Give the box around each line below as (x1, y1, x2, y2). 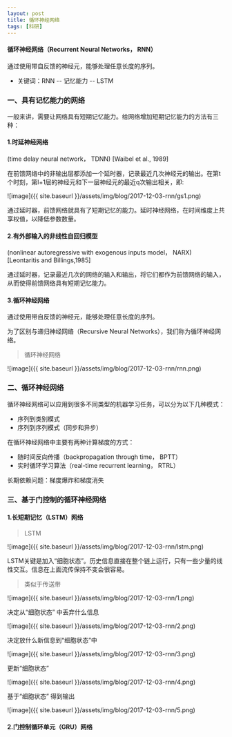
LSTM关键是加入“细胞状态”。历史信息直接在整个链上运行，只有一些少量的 (7, 556, 217, 564)
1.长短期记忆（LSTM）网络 (7, 513, 84, 522)
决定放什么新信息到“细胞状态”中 (7, 636, 98, 644)
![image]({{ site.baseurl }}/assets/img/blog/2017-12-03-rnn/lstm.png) (7, 542, 204, 551)
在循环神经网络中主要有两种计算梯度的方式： (7, 438, 135, 446)
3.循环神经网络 (7, 296, 50, 304)
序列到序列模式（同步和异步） (17, 423, 102, 431)
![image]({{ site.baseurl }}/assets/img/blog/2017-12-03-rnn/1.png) (7, 593, 195, 602)
